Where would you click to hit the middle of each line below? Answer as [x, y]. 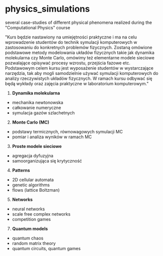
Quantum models [30, 229]
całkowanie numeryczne [36, 108]
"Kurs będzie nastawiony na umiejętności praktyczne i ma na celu [71, 37]
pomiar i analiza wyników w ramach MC [52, 137]
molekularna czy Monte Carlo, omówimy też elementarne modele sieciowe [80, 57]
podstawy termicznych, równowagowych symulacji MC [67, 131]
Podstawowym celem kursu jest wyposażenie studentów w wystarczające [79, 68]
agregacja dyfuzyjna [33, 155]
